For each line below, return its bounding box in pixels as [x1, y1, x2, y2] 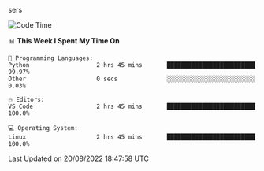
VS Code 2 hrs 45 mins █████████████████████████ [8, 102, 256, 110]
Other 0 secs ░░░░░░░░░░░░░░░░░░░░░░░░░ [8, 75, 256, 83]
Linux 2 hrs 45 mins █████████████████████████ [8, 133, 256, 141]
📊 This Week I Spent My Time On [8, 36, 120, 45]
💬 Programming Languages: [8, 54, 93, 62]
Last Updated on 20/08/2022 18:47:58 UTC [8, 154, 150, 163]
